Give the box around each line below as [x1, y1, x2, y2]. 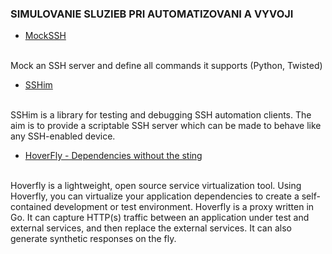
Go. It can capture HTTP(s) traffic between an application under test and [10, 212, 310, 224]
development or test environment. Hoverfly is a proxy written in [53, 201, 315, 213]
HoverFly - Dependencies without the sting [24, 150, 203, 162]
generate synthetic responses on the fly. [10, 233, 177, 245]
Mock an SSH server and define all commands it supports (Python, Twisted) [10, 60, 323, 72]
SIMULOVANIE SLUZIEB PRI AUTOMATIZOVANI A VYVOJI [10, 7, 294, 21]
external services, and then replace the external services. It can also [10, 222, 292, 234]
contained [10, 201, 52, 213]
